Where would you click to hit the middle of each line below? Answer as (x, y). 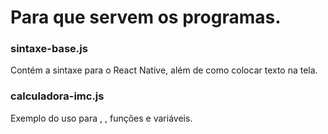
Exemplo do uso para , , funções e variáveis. (101, 118)
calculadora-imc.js (57, 96)
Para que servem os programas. (146, 17)
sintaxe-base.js (49, 49)
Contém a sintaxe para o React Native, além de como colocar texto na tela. (164, 70)
